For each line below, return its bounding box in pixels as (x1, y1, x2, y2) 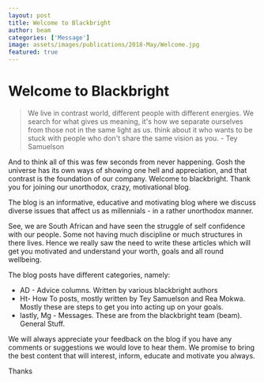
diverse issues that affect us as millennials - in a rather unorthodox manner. (8, 206, 254, 215)
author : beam (8, 26, 51, 34)
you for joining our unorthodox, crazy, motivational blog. (8, 182, 191, 192)
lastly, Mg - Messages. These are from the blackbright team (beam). (19, 310, 243, 320)
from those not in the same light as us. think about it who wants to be (27, 125, 253, 134)
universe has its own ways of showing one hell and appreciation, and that (8, 165, 247, 174)
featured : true (8, 48, 58, 56)
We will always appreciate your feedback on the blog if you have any (8, 334, 232, 343)
